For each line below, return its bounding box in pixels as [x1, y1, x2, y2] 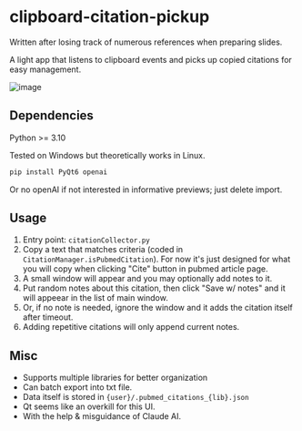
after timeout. [22, 312, 74, 323]
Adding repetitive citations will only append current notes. [22, 322, 240, 333]
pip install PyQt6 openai [9, 167, 107, 177]
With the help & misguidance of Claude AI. [22, 411, 182, 422]
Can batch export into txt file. [22, 382, 133, 393]
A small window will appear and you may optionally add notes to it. [22, 273, 273, 284]
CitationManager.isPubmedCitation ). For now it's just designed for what [22, 253, 291, 265]
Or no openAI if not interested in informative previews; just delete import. [9, 184, 283, 195]
